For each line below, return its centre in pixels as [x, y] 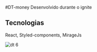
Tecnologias [25, 23]
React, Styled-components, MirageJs [44, 35]
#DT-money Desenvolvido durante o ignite [48, 7]
